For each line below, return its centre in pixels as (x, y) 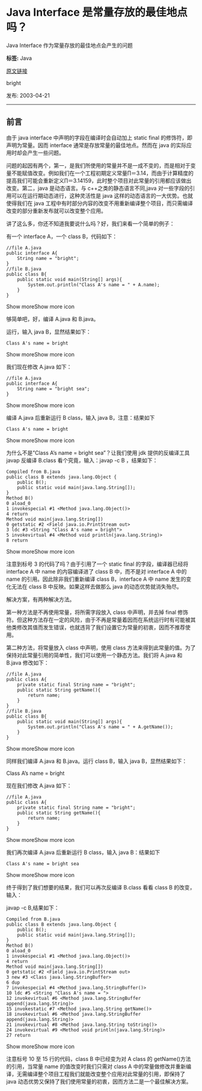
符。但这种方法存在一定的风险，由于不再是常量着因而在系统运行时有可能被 (98, 619)
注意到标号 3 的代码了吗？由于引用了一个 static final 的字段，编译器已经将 (97, 564)
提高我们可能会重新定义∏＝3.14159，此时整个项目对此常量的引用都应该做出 (99, 180)
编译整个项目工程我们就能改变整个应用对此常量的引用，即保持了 (106, 1074)
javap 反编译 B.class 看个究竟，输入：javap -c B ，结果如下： (82, 460)
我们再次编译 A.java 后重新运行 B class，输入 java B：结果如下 (83, 852)
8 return (17, 540)
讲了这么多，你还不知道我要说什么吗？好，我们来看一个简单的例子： (90, 223)
